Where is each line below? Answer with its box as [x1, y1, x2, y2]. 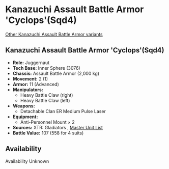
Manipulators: [12, 87, 43, 93]
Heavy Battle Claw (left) [20, 97, 70, 103]
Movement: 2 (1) [12, 75, 48, 82]
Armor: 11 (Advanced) [12, 81, 60, 87]
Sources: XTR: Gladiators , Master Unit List [12, 124, 103, 130]
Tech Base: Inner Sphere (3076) [12, 65, 80, 71]
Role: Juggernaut [12, 60, 50, 66]
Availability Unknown [5, 158, 49, 164]
